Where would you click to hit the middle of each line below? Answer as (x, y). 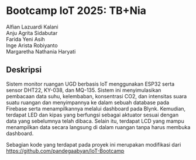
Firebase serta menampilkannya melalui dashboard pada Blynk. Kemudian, (96, 108)
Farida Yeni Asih (25, 39)
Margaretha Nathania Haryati (41, 51)
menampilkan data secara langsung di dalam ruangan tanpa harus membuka (98, 127)
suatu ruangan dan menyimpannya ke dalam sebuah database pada (88, 102)
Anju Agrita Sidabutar (32, 33)
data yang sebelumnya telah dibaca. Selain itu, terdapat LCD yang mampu (95, 121)
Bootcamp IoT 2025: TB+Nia (76, 11)
